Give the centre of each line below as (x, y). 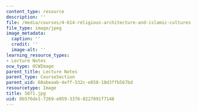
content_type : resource (35, 11)
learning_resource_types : (38, 55)
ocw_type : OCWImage (30, 66)
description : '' (26, 17)
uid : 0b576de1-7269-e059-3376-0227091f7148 (60, 99)
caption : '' (26, 39)
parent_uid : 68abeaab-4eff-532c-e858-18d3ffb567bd (70, 83)
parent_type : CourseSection (41, 77)
